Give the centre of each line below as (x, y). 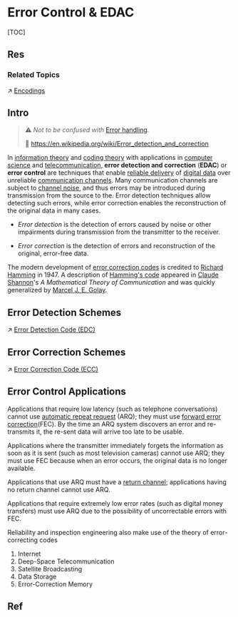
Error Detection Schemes (64, 312)
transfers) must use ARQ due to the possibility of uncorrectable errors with (117, 511)
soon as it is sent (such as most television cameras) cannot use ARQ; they (116, 453)
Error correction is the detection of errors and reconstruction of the (116, 246)
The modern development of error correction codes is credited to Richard (115, 267)
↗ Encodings (26, 91)
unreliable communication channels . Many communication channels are (113, 180)
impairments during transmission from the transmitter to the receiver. (119, 232)
